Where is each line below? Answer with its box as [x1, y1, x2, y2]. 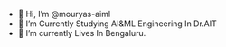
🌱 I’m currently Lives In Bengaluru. [17, 28, 146, 38]
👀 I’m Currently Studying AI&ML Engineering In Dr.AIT [17, 18, 217, 29]
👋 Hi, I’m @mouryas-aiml [17, 9, 111, 19]
